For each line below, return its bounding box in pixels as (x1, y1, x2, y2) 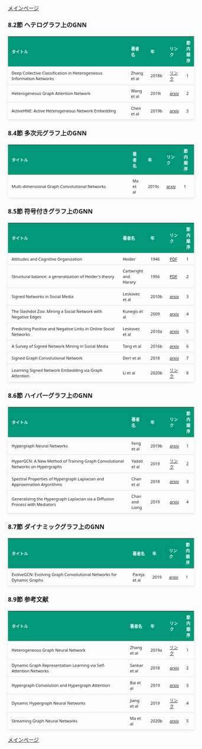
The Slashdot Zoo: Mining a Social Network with (11, 308, 102, 314)
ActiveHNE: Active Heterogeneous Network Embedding (11, 108, 116, 114)
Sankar (129, 662, 144, 668)
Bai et (129, 679, 141, 686)
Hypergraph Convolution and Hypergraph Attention (11, 682, 110, 689)
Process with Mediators (11, 501, 57, 508)
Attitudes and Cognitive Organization (11, 256, 83, 262)
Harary (122, 279, 136, 285)
